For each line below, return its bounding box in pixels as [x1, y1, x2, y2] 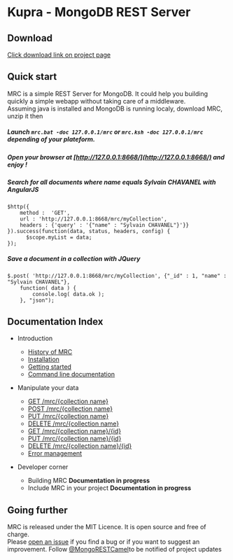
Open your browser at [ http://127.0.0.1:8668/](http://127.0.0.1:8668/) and [7, 153, 225, 161]
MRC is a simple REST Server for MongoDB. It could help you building [7, 89, 209, 98]
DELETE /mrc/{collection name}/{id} [27, 442, 132, 450]
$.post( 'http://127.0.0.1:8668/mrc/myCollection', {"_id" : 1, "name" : [7, 272, 227, 279]
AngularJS [7, 185, 39, 194]
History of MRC [27, 348, 73, 356]
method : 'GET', [20, 209, 71, 216]
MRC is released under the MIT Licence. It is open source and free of [7, 523, 206, 531]
